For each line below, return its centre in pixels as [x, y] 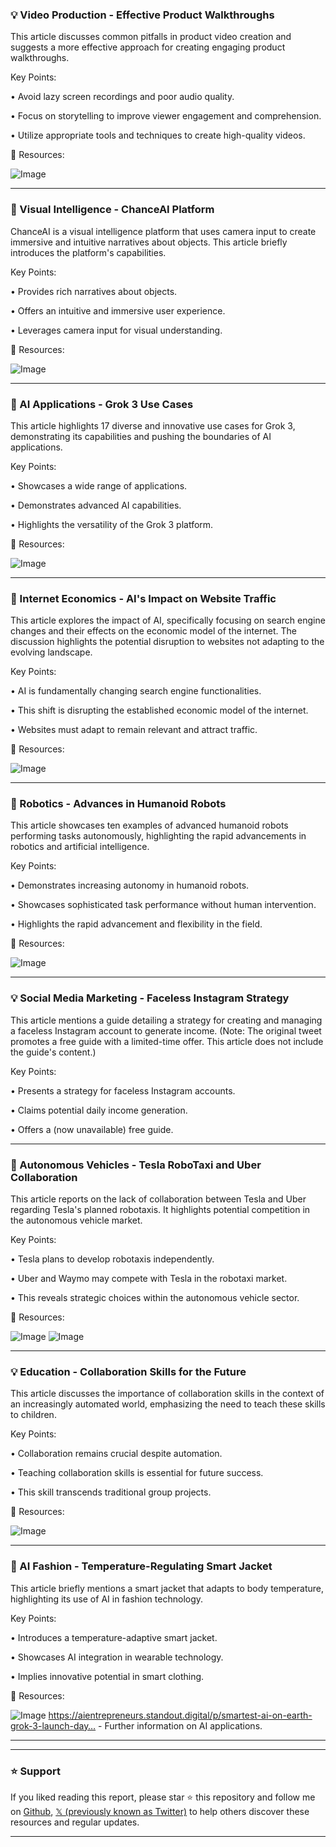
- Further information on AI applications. [180, 1725]
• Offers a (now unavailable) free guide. [92, 1129]
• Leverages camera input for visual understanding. [116, 330]
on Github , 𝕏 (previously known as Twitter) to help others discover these [160, 1811]
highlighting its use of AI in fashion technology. [107, 1599]
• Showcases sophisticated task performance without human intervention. [163, 905]
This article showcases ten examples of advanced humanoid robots [149, 825]
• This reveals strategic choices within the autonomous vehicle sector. [155, 1298]
